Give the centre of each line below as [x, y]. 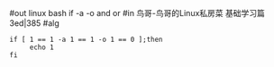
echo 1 [41, 47]
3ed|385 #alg [35, 23]
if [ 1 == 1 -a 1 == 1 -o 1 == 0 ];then [87, 39]
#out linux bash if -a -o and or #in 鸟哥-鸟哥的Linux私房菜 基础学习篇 [137, 13]
